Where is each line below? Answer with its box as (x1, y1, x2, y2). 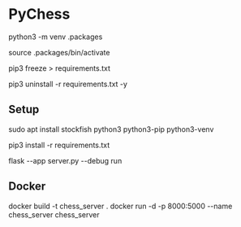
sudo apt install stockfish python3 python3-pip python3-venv (8, 124, 214, 134)
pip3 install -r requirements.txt (8, 140, 110, 150)
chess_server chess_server (8, 209, 100, 220)
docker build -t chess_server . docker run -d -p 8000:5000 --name (8, 201, 233, 211)
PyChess (8, 5, 71, 24)
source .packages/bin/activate (8, 47, 110, 57)
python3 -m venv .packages (8, 32, 103, 41)
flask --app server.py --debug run (8, 155, 123, 165)
